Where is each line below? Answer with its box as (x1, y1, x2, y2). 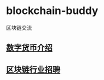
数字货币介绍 (6, 43, 53, 53)
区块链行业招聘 (6, 64, 61, 74)
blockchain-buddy (6, 4, 99, 18)
